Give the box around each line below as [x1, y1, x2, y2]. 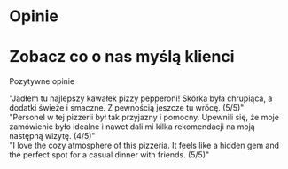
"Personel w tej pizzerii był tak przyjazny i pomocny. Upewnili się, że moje [9, 112, 279, 123]
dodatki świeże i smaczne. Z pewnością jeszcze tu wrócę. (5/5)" [9, 103, 245, 113]
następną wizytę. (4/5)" [9, 131, 96, 142]
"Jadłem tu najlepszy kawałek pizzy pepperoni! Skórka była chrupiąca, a [9, 93, 273, 104]
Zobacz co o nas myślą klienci [9, 47, 235, 67]
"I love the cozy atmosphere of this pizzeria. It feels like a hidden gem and [9, 140, 280, 151]
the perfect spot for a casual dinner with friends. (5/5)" [9, 150, 210, 160]
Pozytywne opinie [9, 76, 75, 87]
